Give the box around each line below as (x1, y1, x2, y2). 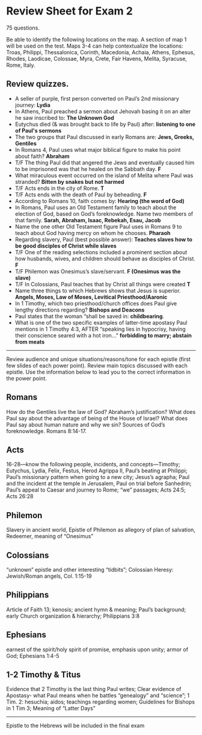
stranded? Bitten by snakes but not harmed (14, 178, 124, 185)
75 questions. (6, 24, 40, 31)
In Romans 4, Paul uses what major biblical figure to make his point (14, 146, 181, 153)
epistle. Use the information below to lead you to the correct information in (6, 368, 191, 375)
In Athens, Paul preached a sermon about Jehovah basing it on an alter (14, 107, 191, 115)
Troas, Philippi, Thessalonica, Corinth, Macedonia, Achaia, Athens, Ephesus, (6, 48, 195, 55)
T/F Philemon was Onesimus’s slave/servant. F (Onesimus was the (14, 267, 181, 275)
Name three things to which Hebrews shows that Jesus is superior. (14, 287, 181, 294)
